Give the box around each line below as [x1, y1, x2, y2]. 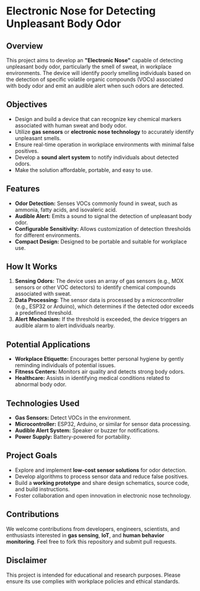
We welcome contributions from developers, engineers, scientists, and [6, 525, 180, 532]
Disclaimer [6, 556, 47, 566]
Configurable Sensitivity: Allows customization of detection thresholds [14, 225, 191, 232]
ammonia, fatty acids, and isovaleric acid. [14, 206, 118, 213]
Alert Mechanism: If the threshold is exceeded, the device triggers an [14, 316, 187, 323]
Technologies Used [6, 398, 79, 408]
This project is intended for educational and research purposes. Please [6, 571, 181, 578]
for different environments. [14, 231, 81, 239]
